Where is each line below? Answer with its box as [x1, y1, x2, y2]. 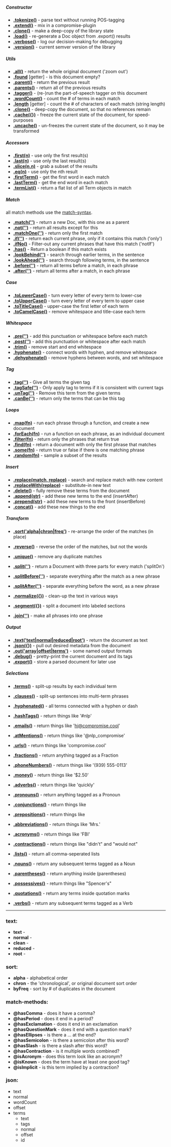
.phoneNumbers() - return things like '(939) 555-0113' [13, 762, 127, 768]
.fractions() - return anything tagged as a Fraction [13, 752, 119, 758]
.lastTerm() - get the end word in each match [13, 179, 109, 185]
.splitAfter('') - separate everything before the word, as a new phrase [13, 583, 159, 589]
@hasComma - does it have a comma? [13, 1010, 95, 1016]
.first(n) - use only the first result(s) [13, 152, 88, 158]
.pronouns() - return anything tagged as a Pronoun [13, 791, 121, 797]
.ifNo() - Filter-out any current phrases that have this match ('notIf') [13, 241, 155, 247]
